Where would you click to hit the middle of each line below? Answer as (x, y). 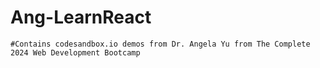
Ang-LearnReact (81, 17)
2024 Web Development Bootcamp (75, 52)
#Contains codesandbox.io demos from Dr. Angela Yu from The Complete (160, 44)
